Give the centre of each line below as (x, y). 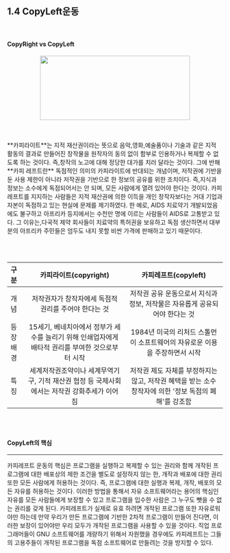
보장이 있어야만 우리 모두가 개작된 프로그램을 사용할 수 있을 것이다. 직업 (115, 526)
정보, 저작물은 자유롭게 (164, 304)
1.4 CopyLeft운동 (43, 12)
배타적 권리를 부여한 (61, 347)
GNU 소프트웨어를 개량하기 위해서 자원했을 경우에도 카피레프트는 (123, 534)
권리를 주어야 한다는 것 (75, 309)
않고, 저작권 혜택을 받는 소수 (174, 381)
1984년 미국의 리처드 (163, 332)
